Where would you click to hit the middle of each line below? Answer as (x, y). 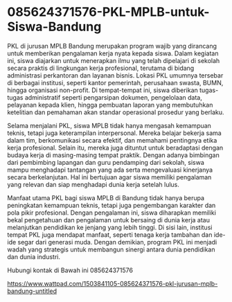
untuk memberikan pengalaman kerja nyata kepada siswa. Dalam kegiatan (113, 53)
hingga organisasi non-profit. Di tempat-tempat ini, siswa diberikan (103, 90)
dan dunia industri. (34, 256)
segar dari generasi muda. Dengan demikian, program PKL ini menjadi (117, 242)
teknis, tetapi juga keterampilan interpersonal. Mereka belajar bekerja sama (114, 133)
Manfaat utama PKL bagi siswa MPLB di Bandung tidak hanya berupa (106, 197)
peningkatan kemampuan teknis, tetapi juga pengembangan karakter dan (111, 205)
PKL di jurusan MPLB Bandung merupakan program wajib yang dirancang (112, 46)
